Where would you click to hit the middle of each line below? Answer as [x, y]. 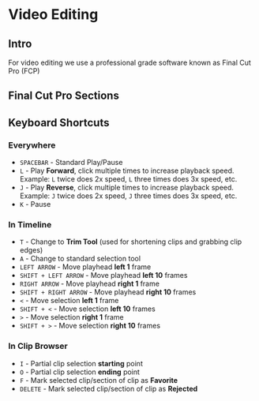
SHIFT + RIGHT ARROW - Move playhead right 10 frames [108, 292]
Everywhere [32, 145]
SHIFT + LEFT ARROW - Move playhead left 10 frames [103, 275]
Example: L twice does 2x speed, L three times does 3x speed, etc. [128, 179]
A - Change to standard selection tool [80, 259]
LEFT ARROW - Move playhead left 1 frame [85, 267]
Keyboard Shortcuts [59, 123]
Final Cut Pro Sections [64, 96]
